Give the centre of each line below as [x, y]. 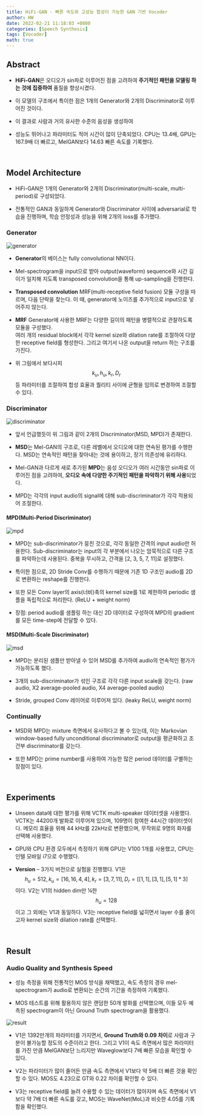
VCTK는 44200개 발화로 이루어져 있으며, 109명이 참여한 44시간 [91, 820]
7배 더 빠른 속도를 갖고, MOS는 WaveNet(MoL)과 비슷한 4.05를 [108, 1099]
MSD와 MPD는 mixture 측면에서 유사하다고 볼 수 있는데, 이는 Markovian [101, 730]
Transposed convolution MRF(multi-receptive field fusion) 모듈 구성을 [102, 292]
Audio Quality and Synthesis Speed [60, 968]
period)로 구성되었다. [40, 196]
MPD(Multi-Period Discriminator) [49, 518]
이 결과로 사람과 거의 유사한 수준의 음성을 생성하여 [74, 121]
